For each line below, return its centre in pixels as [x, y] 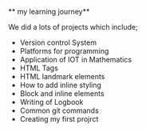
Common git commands [59, 110]
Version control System [58, 42]
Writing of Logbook [51, 102]
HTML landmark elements [62, 76]
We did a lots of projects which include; [73, 27]
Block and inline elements [62, 94]
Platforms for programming [64, 51]
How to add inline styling [61, 85]
